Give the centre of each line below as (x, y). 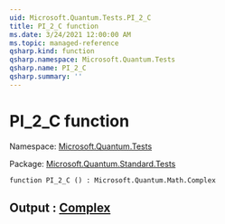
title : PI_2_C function (54, 26)
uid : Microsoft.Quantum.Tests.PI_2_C (80, 18)
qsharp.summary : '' (46, 77)
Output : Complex (60, 208)
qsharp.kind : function (52, 51)
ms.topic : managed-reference (64, 43)
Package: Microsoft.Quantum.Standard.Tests (93, 163)
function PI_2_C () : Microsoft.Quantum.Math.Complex (113, 180)
